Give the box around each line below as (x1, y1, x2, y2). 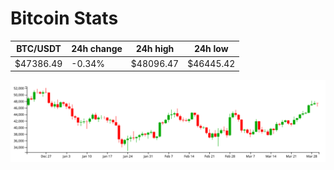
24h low (193, 43, 229, 55)
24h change (71, 43, 123, 55)
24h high (135, 43, 175, 55)
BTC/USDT (16, 43, 62, 55)
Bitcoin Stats (10, 7, 119, 30)
